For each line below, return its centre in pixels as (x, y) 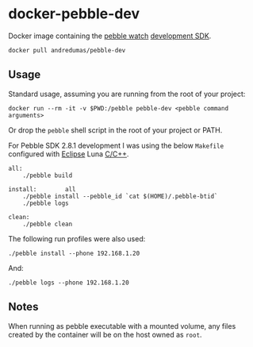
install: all (42, 189)
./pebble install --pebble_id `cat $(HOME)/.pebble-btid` (120, 196)
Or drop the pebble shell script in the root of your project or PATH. (115, 130)
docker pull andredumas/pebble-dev (67, 50)
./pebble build (48, 175)
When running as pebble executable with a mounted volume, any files (122, 326)
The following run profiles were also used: (77, 238)
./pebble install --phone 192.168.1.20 (74, 253)
